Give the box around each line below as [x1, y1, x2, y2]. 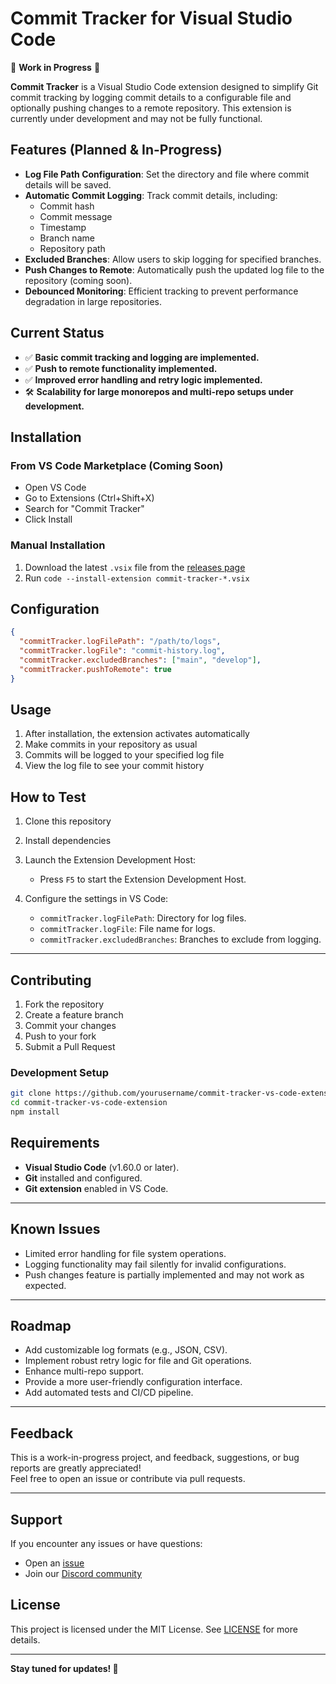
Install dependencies [24, 835, 112, 847]
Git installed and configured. [24, 1172, 143, 1184]
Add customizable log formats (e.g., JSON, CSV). [24, 1344, 228, 1356]
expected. [24, 1279, 67, 1291]
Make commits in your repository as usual [24, 738, 198, 751]
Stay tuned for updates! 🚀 [10, 1662, 119, 1674]
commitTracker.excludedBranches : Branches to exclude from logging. [39, 933, 322, 946]
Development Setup [10, 1065, 109, 1079]
